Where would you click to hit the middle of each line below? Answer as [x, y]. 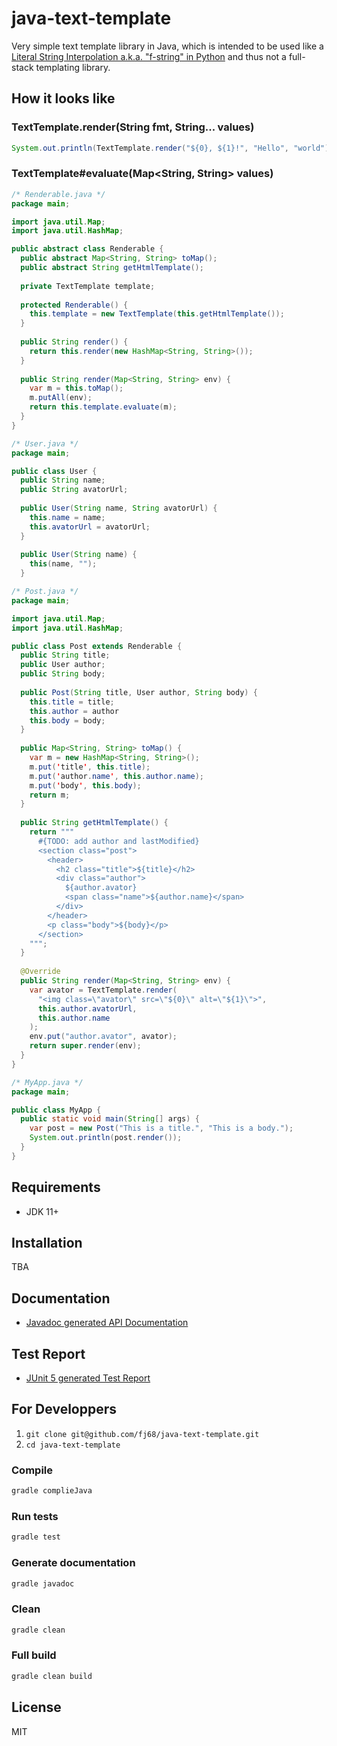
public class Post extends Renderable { [97, 646]
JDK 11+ [42, 1211]
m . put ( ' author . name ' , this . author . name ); [116, 776]
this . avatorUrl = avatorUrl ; [90, 527]
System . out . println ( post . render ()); [106, 1138]
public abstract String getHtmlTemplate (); [112, 268]
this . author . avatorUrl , [87, 1008]
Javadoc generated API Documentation [107, 1323]
